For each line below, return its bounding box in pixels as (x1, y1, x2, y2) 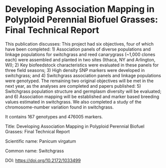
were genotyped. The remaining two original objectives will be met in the (5, 78, 154, 84)
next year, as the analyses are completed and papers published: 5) (5, 83, 141, 89)
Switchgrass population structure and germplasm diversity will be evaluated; (5, 88, 162, 94)
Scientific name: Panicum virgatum (5, 138, 76, 144)
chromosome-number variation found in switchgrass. (5, 104, 114, 110)
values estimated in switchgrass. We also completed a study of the (5, 99, 142, 105)
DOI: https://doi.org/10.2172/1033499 (5, 157, 81, 163)
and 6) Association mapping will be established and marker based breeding (5, 93, 160, 100)
